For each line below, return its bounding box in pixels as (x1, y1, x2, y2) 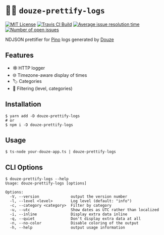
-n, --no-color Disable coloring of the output (10, 221, 139, 226)
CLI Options (5, 163, 43, 171)
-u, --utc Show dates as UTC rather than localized (10, 207, 159, 213)
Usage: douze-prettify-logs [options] (5, 181, 87, 186)
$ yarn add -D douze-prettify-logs (5, 113, 80, 118)
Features (5, 51, 34, 60)
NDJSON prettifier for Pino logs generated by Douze (5, 36, 115, 42)
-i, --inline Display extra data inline (10, 212, 128, 217)
